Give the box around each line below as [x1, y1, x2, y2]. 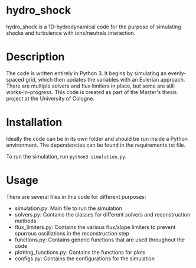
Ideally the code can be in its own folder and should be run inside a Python [6, 135, 188, 142]
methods [14, 217, 37, 224]
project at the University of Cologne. [6, 95, 94, 102]
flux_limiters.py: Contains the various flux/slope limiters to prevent [14, 223, 176, 231]
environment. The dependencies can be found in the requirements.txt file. [6, 141, 186, 148]
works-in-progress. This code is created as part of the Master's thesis [6, 88, 177, 95]
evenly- [168, 69, 187, 77]
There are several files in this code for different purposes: [6, 193, 146, 200]
